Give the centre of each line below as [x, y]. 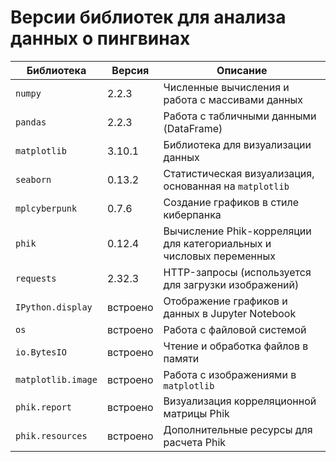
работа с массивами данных [233, 99]
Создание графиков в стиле [231, 202]
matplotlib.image [56, 379]
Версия [130, 70]
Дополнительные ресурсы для [238, 429]
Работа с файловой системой [235, 329]
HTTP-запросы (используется [237, 272]
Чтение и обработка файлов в [236, 346]
